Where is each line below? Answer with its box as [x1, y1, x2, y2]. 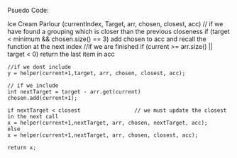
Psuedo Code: [7, 6, 50, 14]
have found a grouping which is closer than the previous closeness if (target [7, 28, 230, 35]
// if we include [7, 82, 59, 89]
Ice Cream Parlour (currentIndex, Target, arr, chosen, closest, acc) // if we [7, 20, 224, 28]
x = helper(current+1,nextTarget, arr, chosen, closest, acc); [7, 132, 199, 139]
